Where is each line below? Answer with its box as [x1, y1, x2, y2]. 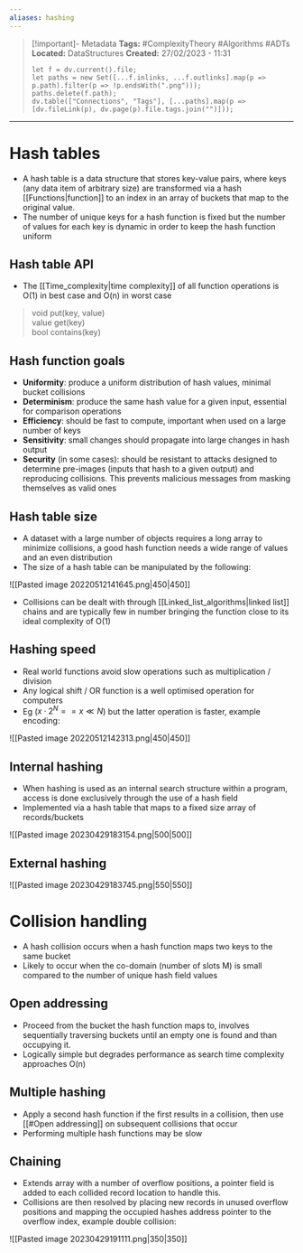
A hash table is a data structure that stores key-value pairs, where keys [22, 173, 287, 183]
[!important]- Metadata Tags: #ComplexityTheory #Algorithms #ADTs [31, 38, 290, 49]
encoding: [22, 715, 60, 726]
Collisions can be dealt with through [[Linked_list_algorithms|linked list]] [22, 597, 290, 607]
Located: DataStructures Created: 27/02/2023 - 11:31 [31, 47, 232, 59]
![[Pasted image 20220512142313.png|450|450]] [9, 733, 191, 743]
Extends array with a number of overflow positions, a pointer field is [22, 1178, 275, 1189]
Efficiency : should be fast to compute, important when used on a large [22, 416, 287, 426]
